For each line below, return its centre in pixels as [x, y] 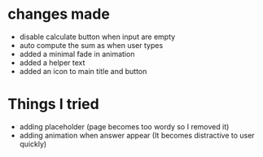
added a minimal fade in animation [77, 54]
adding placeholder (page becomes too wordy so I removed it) [124, 126]
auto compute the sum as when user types [91, 45]
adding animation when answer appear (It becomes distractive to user [137, 135]
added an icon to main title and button [83, 71]
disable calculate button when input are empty [97, 37]
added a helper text [52, 63]
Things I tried [53, 105]
